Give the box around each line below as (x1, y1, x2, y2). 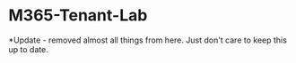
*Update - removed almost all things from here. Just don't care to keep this (8, 35, 288, 45)
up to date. (8, 43, 48, 54)
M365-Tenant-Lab (8, 5, 148, 26)
